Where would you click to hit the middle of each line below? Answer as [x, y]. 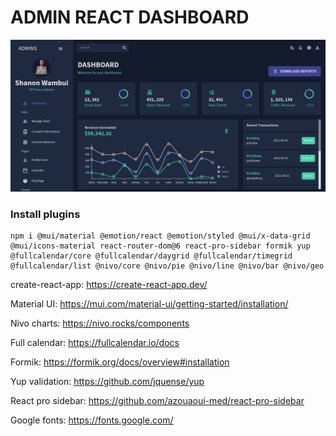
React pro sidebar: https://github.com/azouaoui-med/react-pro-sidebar [157, 401]
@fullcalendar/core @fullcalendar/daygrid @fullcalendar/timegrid [151, 256]
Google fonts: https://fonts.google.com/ [92, 420]
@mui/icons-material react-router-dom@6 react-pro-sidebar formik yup [160, 246]
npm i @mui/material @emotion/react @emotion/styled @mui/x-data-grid [160, 236]
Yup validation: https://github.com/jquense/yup [107, 382]
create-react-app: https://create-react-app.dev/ [109, 285]
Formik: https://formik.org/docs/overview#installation [120, 362]
